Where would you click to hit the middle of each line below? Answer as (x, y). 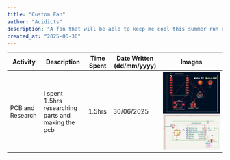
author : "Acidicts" (35, 22)
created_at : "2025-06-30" (44, 36)
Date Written (135, 58)
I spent (53, 93)
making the (59, 122)
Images (191, 62)
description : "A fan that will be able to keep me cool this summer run (113, 29)
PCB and (22, 108)
